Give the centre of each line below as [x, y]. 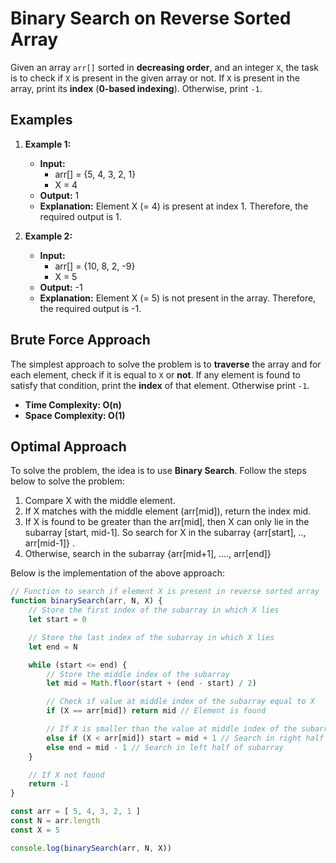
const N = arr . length [55, 821]
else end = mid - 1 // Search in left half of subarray [165, 747]
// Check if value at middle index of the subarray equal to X [180, 702]
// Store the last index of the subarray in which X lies [151, 637]
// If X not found [66, 775]
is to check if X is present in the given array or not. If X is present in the [155, 78]
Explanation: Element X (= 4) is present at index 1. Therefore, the [174, 206]
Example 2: [48, 236]
